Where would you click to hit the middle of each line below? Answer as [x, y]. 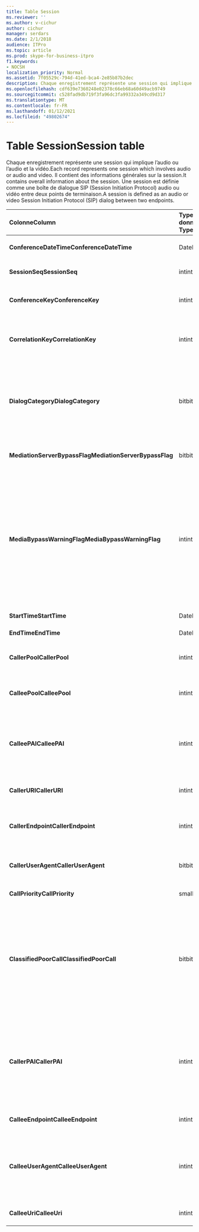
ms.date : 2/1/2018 [29, 39]
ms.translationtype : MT [36, 100]
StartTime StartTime [38, 616]
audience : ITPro [26, 45]
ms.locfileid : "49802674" [38, 116]
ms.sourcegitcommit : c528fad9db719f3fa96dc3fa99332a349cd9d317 [86, 94]
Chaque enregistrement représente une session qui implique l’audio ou [92, 163]
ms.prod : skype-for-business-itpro [50, 56]
